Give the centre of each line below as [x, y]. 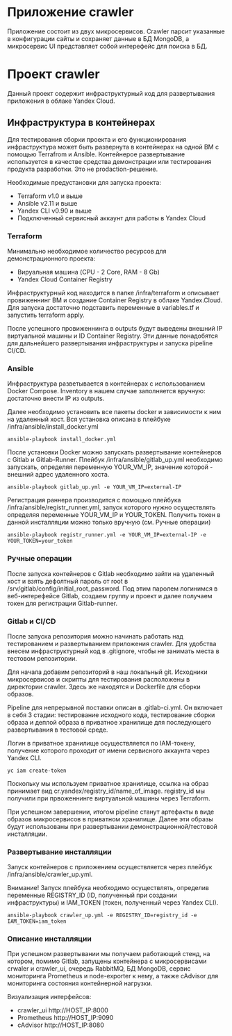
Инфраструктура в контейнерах [81, 123]
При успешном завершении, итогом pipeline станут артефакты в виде [111, 812]
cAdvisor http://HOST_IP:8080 [60, 1025]
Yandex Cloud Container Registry [65, 279]
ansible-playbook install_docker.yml [62, 439]
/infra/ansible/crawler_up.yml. [50, 874]
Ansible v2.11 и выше [47, 203]
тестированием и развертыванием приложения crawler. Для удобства [112, 643]
